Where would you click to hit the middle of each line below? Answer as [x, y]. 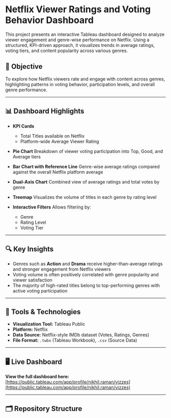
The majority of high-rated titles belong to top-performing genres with [86, 285]
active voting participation [40, 291]
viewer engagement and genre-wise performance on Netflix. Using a [77, 40]
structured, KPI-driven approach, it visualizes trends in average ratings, [80, 45]
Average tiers [26, 156]
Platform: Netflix [30, 329]
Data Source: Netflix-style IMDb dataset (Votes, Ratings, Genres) [81, 335]
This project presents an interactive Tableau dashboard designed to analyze [85, 34]
